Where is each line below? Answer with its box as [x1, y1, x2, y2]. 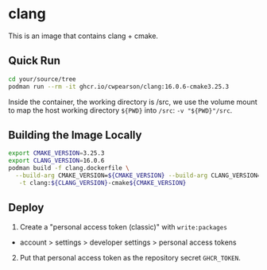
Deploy [8, 201, 44, 214]
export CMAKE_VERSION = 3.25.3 [8, 149, 105, 157]
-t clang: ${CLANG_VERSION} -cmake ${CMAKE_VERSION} [18, 179, 187, 187]
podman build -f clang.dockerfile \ [8, 164, 130, 172]
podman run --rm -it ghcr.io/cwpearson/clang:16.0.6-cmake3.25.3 [8, 83, 229, 91]
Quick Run [8, 54, 61, 67]
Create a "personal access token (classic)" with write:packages [19, 222, 228, 231]
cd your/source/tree [8, 75, 77, 83]
